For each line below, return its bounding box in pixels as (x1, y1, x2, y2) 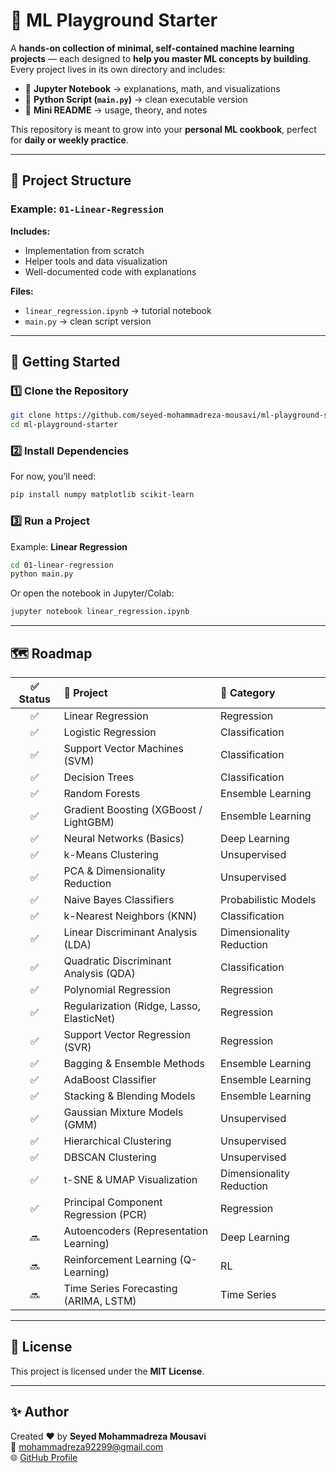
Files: (10, 285, 34, 297)
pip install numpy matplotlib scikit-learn (10, 490, 195, 500)
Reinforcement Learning (63, 1252, 178, 1266)
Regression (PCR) (63, 1207, 148, 1221)
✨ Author (10, 1404, 70, 1421)
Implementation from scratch (24, 244, 145, 256)
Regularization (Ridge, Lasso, (63, 999, 201, 1013)
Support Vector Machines (63, 741, 184, 755)
